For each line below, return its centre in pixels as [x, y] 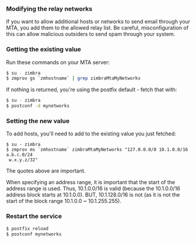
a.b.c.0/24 [19, 155]
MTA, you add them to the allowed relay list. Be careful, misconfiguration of [97, 28]
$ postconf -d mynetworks [38, 106]
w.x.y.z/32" [23, 160]
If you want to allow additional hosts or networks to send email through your [98, 22]
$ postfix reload [27, 228]
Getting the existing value [44, 49]
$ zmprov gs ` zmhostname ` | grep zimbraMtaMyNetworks [74, 78]
